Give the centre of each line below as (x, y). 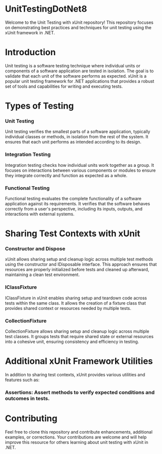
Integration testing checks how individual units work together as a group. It (80, 165)
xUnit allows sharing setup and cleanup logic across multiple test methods (79, 259)
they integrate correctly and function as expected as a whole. (66, 175)
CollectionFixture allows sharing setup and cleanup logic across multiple (77, 331)
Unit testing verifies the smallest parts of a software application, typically (78, 131)
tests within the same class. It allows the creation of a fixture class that (75, 303)
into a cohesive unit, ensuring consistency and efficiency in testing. (72, 342)
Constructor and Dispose (35, 249)
